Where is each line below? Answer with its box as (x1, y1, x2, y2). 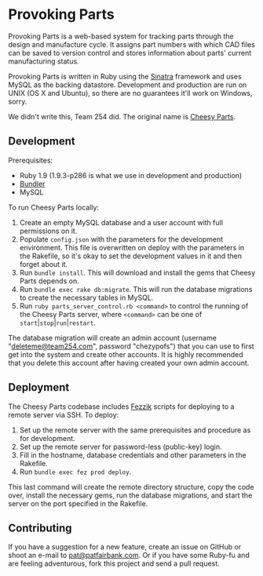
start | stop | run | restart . (19, 318, 96, 327)
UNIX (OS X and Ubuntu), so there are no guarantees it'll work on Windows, (8, 88, 253, 97)
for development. (19, 433, 76, 443)
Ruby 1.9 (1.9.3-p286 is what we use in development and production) (19, 170, 243, 180)
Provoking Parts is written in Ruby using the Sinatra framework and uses (8, 71, 242, 81)
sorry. (8, 97, 27, 106)
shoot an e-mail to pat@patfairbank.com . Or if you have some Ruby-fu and (8, 551, 250, 560)
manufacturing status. (8, 57, 80, 66)
